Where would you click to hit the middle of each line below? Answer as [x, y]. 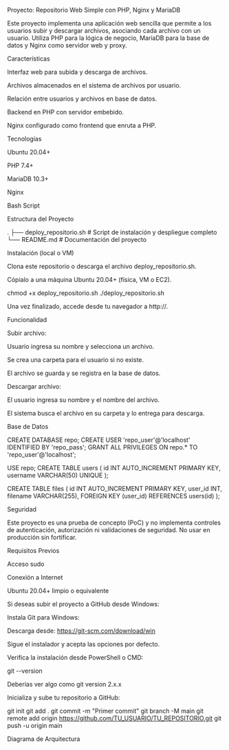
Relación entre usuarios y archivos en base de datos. [82, 99]
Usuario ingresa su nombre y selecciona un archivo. [81, 346]
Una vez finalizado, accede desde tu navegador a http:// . [88, 306]
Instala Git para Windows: [44, 617]
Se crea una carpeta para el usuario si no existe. [76, 360]
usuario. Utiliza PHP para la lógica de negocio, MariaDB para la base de [108, 38]
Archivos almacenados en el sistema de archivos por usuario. [94, 85]
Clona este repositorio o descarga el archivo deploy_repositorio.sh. [102, 266]
